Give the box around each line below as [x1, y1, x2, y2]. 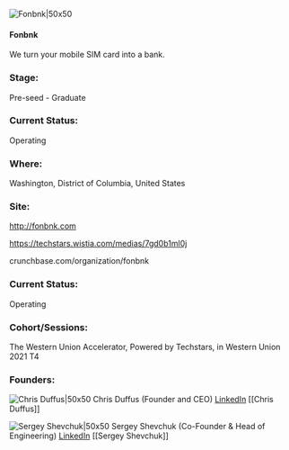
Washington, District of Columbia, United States [9, 178, 186, 189]
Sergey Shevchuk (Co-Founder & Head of [110, 421, 266, 432]
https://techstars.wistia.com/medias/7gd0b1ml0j [9, 238, 188, 249]
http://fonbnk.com [9, 220, 76, 231]
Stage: [9, 72, 39, 85]
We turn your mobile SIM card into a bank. [9, 49, 165, 60]
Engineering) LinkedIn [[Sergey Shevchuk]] [9, 430, 169, 441]
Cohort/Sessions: [9, 320, 88, 333]
